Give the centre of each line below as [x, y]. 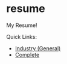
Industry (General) [38, 48]
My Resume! [22, 25]
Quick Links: [22, 36]
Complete [27, 54]
